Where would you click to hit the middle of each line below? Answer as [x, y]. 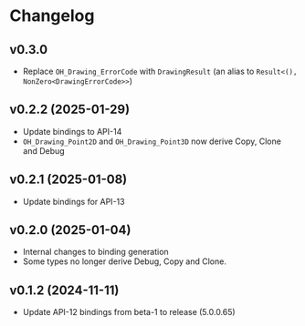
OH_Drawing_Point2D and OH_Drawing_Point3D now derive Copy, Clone [152, 141]
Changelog [52, 16]
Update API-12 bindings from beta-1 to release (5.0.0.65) [129, 312]
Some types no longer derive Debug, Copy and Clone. [124, 261]
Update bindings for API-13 [74, 201]
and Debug [44, 150]
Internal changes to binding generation [95, 252]
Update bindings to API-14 [72, 131]
